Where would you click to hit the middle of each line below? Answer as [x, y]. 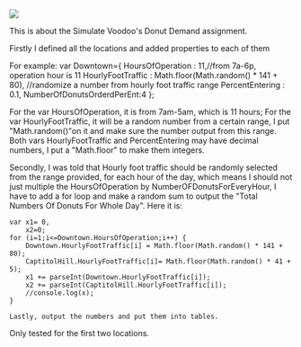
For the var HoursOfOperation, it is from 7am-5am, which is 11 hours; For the [150, 112]
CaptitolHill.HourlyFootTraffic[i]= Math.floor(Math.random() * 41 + [159, 262]
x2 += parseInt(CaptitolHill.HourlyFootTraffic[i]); [126, 285]
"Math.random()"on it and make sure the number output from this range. [143, 131]
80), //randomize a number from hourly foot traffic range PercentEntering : [147, 85]
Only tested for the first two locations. [80, 333]
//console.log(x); [60, 293]
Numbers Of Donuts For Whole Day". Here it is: [96, 205]
